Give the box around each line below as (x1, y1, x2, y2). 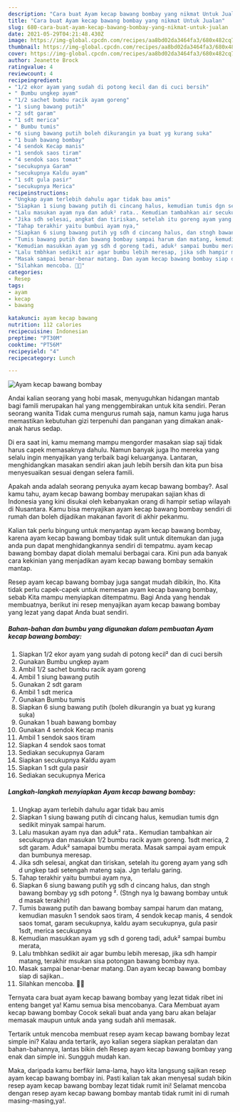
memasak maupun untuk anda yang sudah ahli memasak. (8, 1016, 177, 1024)
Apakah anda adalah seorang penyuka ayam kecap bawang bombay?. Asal (8, 482, 229, 491)
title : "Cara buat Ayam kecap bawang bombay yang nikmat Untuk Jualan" (8, 17, 225, 24)
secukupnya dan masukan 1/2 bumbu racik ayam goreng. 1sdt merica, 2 (18, 836, 229, 844)
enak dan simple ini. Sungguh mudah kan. (8, 1052, 131, 1061)
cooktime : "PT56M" (8, 341, 63, 348)
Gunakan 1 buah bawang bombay (18, 718, 117, 727)
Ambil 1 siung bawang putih (18, 672, 100, 681)
